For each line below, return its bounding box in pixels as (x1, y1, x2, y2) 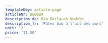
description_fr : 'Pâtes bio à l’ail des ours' (5, 21, 104, 26)
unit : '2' (5, 26, 26, 31)
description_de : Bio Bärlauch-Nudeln (5, 16, 84, 21)
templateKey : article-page (5, 7, 61, 12)
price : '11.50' (5, 30, 37, 35)
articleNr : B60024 (5, 12, 43, 17)
